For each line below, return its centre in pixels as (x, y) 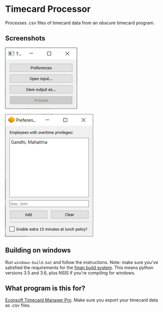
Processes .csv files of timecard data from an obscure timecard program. (80, 23)
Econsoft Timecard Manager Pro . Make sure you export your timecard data (82, 300)
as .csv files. (18, 306)
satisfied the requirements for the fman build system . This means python (79, 267)
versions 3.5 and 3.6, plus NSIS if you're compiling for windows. (70, 272)
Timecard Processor (48, 9)
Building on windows (38, 250)
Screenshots (25, 38)
